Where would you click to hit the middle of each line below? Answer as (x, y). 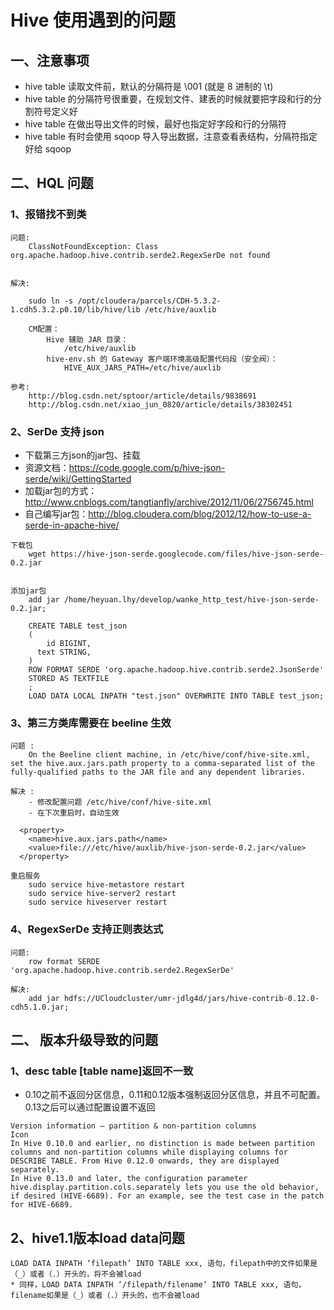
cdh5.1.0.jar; (40, 1007)
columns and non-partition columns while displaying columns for (149, 1152)
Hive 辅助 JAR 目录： (87, 339)
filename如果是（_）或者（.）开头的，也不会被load (105, 1296)
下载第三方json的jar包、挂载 (82, 455)
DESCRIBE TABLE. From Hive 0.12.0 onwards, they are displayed (145, 1161)
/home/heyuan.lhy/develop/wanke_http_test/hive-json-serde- (191, 599)
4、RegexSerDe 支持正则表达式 (87, 929)
